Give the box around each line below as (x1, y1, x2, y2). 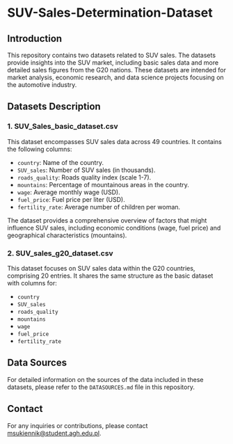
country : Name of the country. (17, 158, 104, 166)
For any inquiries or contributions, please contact (7, 421, 148, 429)
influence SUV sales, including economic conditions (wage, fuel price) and (7, 223, 221, 232)
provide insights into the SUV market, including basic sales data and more (7, 58, 219, 67)
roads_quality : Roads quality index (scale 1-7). (17, 173, 152, 182)
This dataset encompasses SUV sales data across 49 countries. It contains (7, 137, 223, 145)
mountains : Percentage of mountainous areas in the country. (17, 180, 190, 189)
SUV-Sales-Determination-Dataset (7, 5, 214, 21)
